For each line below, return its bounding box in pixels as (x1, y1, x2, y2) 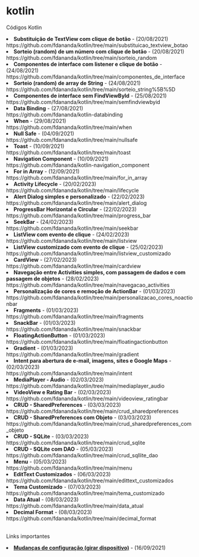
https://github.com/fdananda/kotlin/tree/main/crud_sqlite (6, 439, 146, 446)
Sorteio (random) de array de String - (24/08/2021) (14, 79, 141, 87)
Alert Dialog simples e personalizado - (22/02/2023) (14, 193, 145, 200)
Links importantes (6, 533, 50, 540)
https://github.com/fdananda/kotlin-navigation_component (6, 162, 150, 169)
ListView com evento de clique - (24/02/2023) (14, 230, 129, 238)
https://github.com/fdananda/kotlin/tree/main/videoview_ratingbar (6, 395, 168, 402)
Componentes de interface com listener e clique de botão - (14, 61, 162, 68)
